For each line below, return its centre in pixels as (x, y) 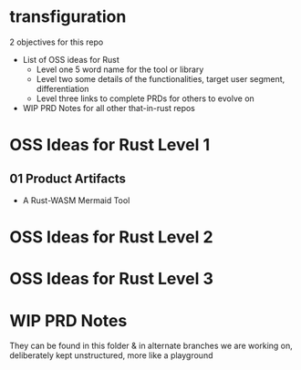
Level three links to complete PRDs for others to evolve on (145, 98)
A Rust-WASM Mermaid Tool (76, 200)
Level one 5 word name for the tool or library (120, 69)
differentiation (62, 88)
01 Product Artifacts (67, 178)
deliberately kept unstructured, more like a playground (111, 355)
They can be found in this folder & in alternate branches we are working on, (151, 346)
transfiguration (68, 17)
